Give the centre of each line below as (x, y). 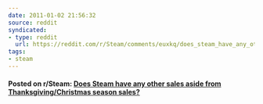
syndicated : (27, 30)
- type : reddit (33, 37)
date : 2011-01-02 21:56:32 (52, 15)
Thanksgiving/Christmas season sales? (74, 92)
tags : (17, 52)
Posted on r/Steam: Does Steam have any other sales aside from (115, 84)
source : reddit (33, 23)
